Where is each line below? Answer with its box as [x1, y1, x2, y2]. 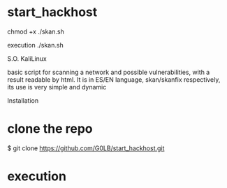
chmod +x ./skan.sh [7, 27, 64, 36]
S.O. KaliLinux [7, 54, 47, 63]
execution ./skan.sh [7, 41, 64, 49]
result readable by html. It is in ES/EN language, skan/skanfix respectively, [7, 75, 221, 84]
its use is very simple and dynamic [7, 82, 107, 91]
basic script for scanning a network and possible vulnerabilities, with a [7, 68, 210, 76]
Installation [7, 96, 39, 105]
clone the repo [7, 121, 93, 137]
